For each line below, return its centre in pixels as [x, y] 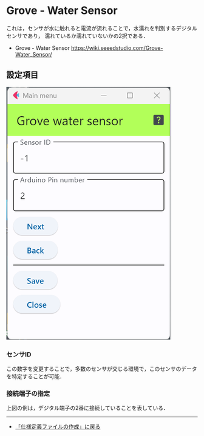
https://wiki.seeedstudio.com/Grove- [117, 48]
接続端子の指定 [28, 393]
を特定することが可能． [36, 376]
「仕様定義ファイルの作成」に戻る [58, 427]
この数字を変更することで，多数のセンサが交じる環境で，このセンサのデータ [102, 369]
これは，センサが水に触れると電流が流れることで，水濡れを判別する [91, 28]
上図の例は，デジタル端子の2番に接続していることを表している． [87, 408]
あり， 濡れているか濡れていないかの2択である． [88, 36]
